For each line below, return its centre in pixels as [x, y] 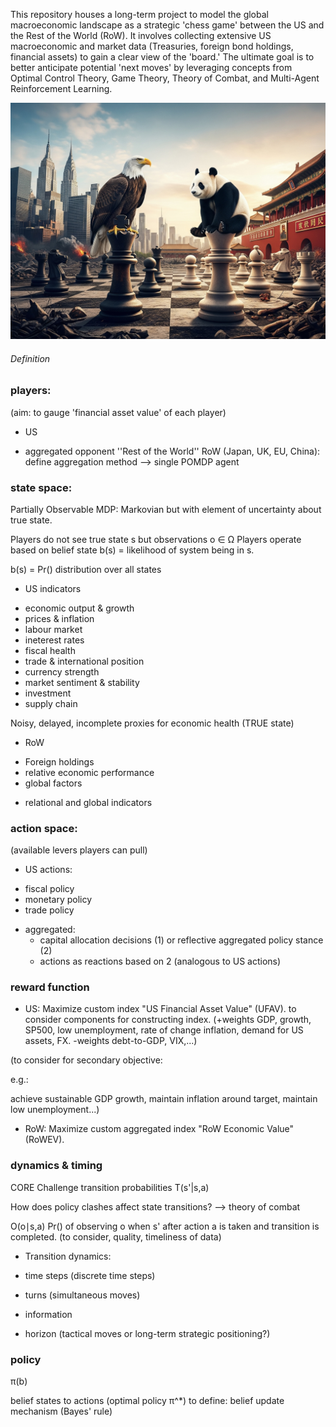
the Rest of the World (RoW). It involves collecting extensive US [141, 35]
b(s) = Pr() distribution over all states [86, 569]
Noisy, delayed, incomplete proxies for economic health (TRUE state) [152, 723]
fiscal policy [49, 889]
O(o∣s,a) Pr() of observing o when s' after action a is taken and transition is [165, 1226]
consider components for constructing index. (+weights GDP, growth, [168, 1020]
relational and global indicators [88, 802]
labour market [53, 629]
